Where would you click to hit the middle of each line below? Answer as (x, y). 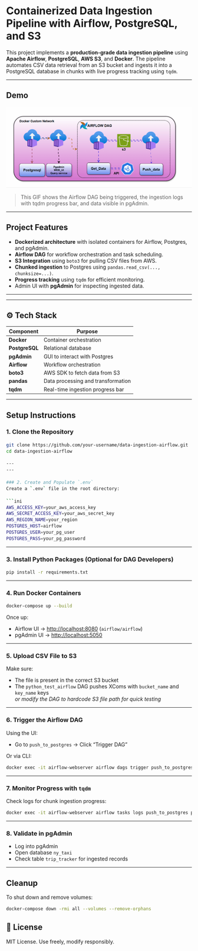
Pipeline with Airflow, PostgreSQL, (92, 23)
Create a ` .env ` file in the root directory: (63, 489)
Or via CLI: (19, 756)
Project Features (37, 228)
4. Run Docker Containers (44, 593)
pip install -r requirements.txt (47, 572)
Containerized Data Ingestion (79, 11)
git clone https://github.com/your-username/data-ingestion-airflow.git (97, 445)
